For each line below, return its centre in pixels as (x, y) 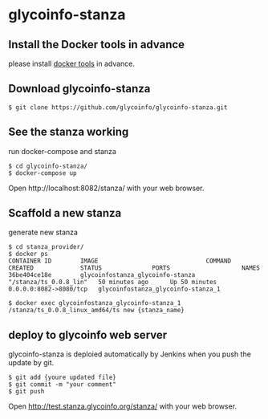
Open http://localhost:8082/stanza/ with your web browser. (106, 188)
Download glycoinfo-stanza (79, 89)
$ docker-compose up (43, 173)
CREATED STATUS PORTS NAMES (134, 268)
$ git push (26, 392)
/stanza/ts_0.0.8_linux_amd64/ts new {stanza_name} (96, 311)
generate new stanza (43, 232)
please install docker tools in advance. (71, 63)
